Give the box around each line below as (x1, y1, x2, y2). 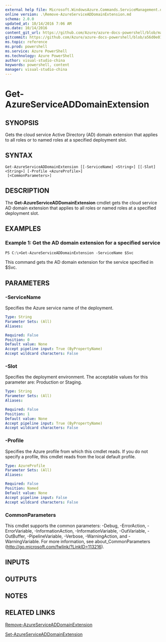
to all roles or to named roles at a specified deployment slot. (5, 137, 127, 143)
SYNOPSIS (5, 118, 39, 127)
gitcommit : (5, 35, 28, 40)
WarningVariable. (5, 538, 41, 544)
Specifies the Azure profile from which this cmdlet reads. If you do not (5, 448, 148, 454)
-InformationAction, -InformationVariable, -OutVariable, (34, 528, 147, 534)
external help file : (5, 7, 48, 12)
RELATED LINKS (5, 608, 55, 617)
